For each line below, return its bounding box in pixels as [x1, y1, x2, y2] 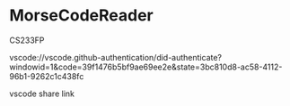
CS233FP [9, 35, 45, 45]
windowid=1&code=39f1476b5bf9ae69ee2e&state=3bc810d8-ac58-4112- [9, 61, 283, 72]
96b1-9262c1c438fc [9, 70, 84, 81]
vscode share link [9, 88, 75, 99]
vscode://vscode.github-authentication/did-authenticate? [9, 52, 223, 62]
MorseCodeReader [9, 5, 154, 26]
